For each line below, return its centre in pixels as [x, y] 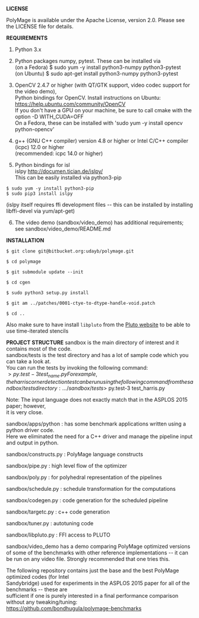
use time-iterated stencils [37, 331]
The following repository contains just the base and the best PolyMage [93, 570]
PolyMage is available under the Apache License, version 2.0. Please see [96, 20]
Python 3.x [28, 49]
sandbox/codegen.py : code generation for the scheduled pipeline [87, 500]
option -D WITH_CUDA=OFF [49, 116]
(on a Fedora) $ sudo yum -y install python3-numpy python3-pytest [98, 67]
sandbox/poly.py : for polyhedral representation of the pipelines [84, 477]
